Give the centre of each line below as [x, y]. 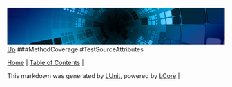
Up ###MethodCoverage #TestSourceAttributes [75, 49]
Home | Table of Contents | [46, 62]
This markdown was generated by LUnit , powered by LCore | [94, 75]
